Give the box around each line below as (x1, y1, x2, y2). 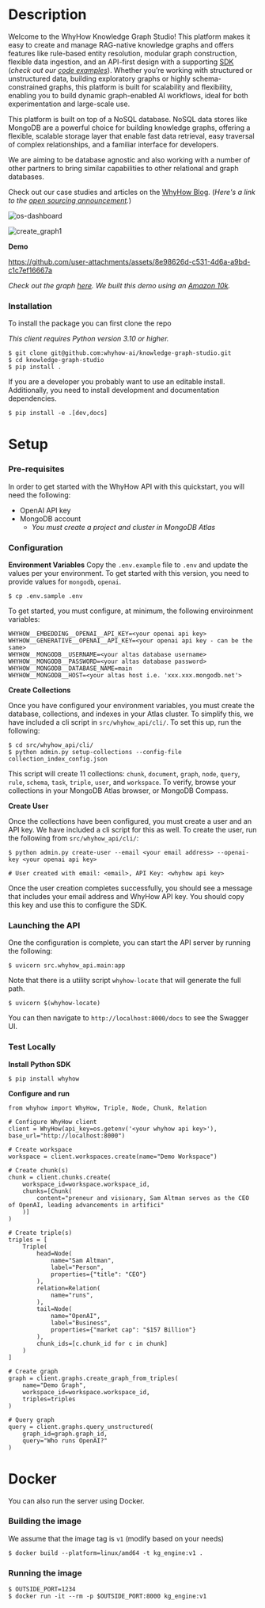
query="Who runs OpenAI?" (22, 1436, 108, 1445)
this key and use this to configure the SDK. (8, 901, 148, 910)
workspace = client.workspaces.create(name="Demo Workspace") (8, 1153, 218, 1160)
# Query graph (8, 1416, 55, 1423)
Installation (8, 300, 53, 311)
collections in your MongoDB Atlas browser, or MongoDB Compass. (8, 786, 229, 795)
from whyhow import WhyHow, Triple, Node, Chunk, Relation (8, 1103, 207, 1112)
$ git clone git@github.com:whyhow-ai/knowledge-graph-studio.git (8, 349, 232, 357)
